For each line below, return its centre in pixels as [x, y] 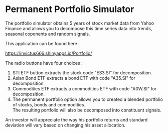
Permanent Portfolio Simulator [70, 9]
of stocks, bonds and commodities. [49, 104]
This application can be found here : [43, 43]
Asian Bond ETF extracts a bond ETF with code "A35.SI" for [74, 78]
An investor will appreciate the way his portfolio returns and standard [76, 119]
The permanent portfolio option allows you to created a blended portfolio [88, 99]
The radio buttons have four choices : [44, 63]
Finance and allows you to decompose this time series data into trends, [79, 28]
